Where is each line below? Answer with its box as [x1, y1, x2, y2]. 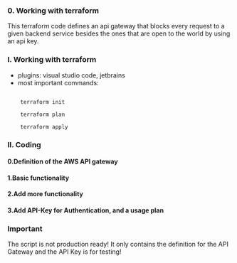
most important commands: [17, 78, 99, 87]
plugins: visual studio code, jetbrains [17, 70, 126, 80]
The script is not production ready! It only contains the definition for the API [7, 240, 229, 249]
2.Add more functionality [7, 190, 84, 198]
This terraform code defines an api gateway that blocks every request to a [7, 22, 226, 31]
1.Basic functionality [7, 173, 70, 182]
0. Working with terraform [7, 6, 100, 16]
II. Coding [7, 139, 41, 149]
